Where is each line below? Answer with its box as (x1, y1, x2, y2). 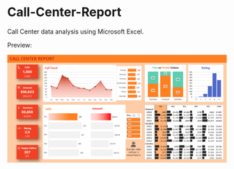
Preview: (7, 41, 33, 49)
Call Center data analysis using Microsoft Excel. (7, 27, 144, 36)
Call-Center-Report (7, 4, 122, 20)
